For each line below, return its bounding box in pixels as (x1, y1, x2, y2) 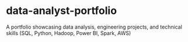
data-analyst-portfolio (6, 4, 117, 17)
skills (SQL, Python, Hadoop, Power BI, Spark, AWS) (6, 29, 131, 36)
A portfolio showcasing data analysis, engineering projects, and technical (6, 23, 183, 30)
